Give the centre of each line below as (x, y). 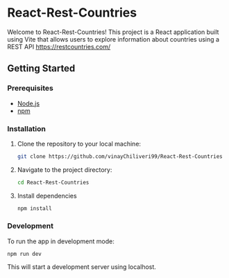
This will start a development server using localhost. (82, 267)
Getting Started (41, 68)
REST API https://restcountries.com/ (59, 46)
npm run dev (24, 254)
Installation (27, 128)
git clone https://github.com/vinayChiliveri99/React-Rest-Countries (120, 156)
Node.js (28, 103)
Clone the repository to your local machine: (79, 144)
